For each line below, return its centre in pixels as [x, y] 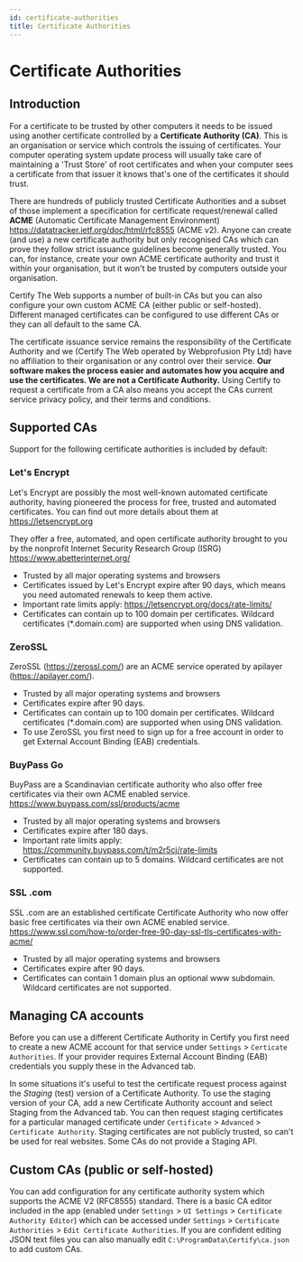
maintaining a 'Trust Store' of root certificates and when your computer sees [151, 164]
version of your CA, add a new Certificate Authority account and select [141, 1103]
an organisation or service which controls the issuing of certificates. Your [145, 145]
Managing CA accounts [77, 1016]
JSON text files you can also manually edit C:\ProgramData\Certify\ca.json [150, 1239]
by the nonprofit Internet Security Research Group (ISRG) [115, 548]
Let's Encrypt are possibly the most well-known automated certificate [139, 492]
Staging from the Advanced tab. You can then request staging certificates [147, 1113]
